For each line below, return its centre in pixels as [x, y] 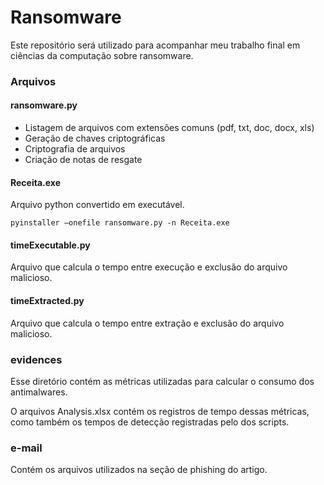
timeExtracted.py [47, 301]
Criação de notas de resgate [83, 160]
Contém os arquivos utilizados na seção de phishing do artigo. [139, 470]
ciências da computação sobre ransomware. [102, 55]
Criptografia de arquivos [75, 149]
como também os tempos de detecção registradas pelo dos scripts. [150, 422]
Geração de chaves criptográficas [95, 138]
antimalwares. [39, 392]
